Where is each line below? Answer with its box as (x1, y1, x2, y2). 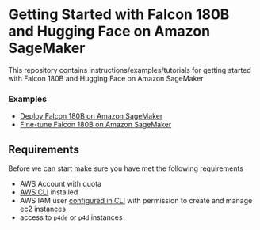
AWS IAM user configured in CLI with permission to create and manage (19, 196, 253, 205)
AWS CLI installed (19, 187, 78, 197)
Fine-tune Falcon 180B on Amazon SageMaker (19, 120, 172, 130)
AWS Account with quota (19, 179, 101, 189)
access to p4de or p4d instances (19, 213, 123, 222)
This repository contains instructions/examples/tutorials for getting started (8, 65, 251, 74)
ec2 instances (19, 204, 66, 214)
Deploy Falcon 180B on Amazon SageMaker (19, 111, 163, 121)
